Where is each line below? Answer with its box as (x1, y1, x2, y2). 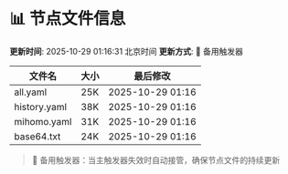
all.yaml (14, 86, 48, 98)
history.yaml (14, 100, 67, 113)
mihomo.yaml (14, 115, 72, 128)
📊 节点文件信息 (9, 8, 126, 29)
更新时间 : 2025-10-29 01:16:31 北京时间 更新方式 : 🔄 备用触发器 (9, 46, 244, 56)
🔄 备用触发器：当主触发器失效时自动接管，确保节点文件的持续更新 (31, 154, 281, 165)
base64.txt (14, 129, 61, 142)
